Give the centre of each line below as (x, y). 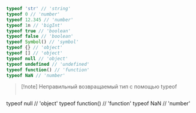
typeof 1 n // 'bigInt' (34, 25)
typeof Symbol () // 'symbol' (43, 42)
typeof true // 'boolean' (38, 31)
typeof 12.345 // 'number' (40, 20)
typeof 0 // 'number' (33, 14)
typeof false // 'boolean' (40, 36)
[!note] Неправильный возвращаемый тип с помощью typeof (99, 87)
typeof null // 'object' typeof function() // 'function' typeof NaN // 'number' (98, 103)
